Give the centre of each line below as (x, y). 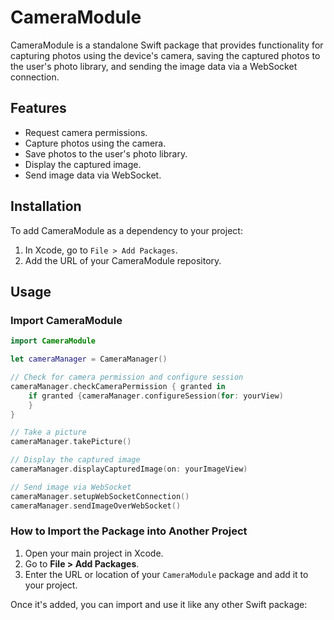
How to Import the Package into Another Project (129, 531)
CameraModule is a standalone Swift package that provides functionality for (167, 45)
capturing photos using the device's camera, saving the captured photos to (165, 55)
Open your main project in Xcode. (94, 553)
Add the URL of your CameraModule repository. (123, 260)
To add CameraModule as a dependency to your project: (126, 230)
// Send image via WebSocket (71, 487)
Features (38, 108)
